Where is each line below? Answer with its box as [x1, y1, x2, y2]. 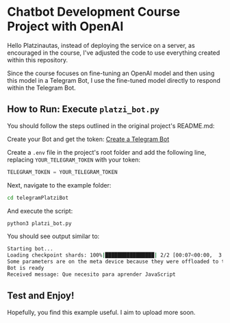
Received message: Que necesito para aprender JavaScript [7, 271, 176, 278]
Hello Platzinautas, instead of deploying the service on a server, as [7, 41, 195, 49]
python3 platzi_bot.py [7, 220, 72, 227]
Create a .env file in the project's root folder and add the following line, [7, 148, 207, 156]
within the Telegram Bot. [7, 83, 77, 92]
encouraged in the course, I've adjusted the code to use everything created [7, 49, 220, 57]
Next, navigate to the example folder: [7, 181, 112, 189]
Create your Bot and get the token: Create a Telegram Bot [7, 135, 170, 143]
